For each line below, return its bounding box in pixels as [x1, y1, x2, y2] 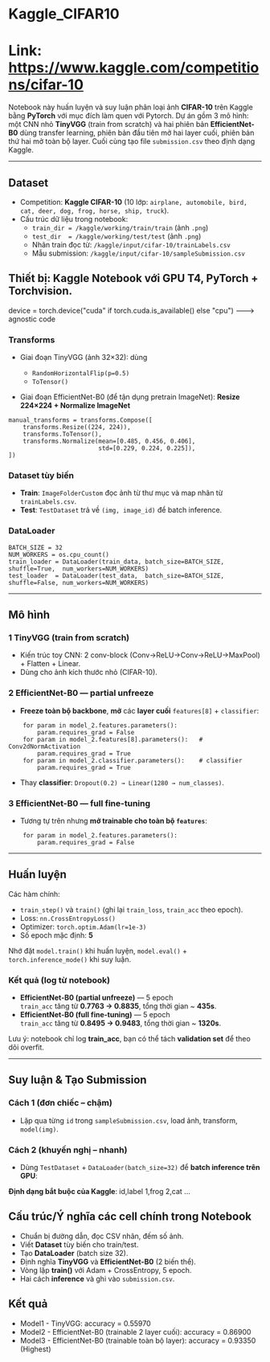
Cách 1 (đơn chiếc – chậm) [8, 1098, 112, 1109]
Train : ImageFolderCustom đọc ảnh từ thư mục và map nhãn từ [19, 488, 223, 498]
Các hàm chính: [8, 889, 60, 898]
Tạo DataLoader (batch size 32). [19, 1248, 129, 1258]
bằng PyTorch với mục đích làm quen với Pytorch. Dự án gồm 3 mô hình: [8, 111, 249, 121]
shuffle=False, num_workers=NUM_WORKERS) [8, 579, 149, 587]
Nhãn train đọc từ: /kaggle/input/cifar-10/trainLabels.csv [31, 239, 231, 249]
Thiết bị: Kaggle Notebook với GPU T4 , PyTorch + [8, 272, 259, 285]
